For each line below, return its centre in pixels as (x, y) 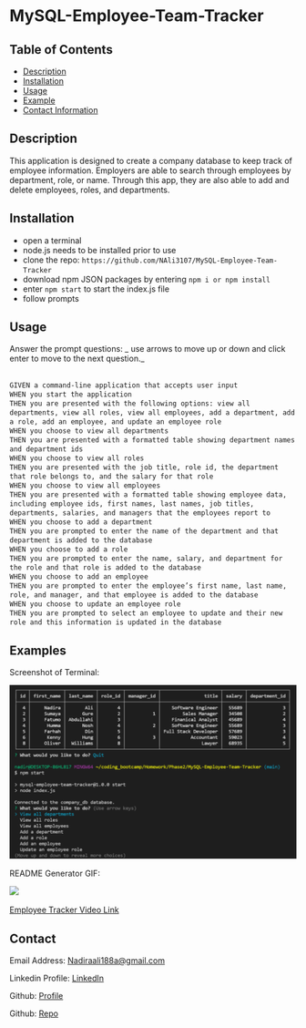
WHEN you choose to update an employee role (95, 604)
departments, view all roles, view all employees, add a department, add (153, 413)
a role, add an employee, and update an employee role (116, 422)
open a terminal (52, 240)
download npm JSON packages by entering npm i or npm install (146, 279)
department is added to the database (81, 540)
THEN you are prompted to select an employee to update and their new (146, 613)
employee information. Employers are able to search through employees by (150, 170)
